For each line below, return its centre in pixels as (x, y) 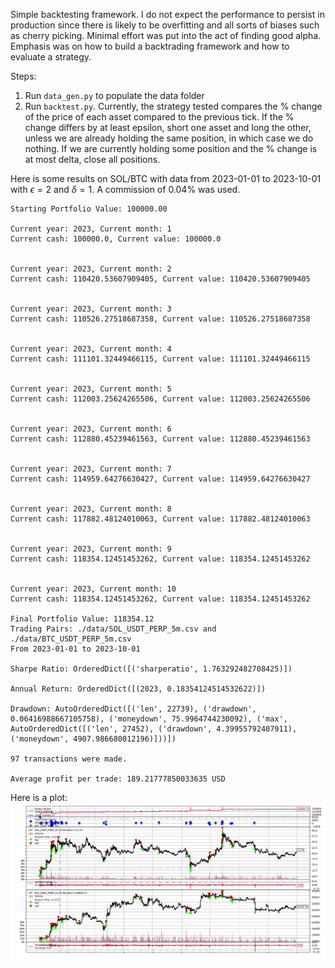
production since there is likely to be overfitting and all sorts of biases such (165, 25)
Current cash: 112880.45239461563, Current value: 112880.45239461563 (160, 439)
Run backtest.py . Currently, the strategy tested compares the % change (173, 106)
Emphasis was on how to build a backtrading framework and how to (150, 46)
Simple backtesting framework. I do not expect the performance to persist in (167, 14)
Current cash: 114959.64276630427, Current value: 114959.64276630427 (160, 479)
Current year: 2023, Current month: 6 (91, 429)
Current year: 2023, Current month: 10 (93, 589)
